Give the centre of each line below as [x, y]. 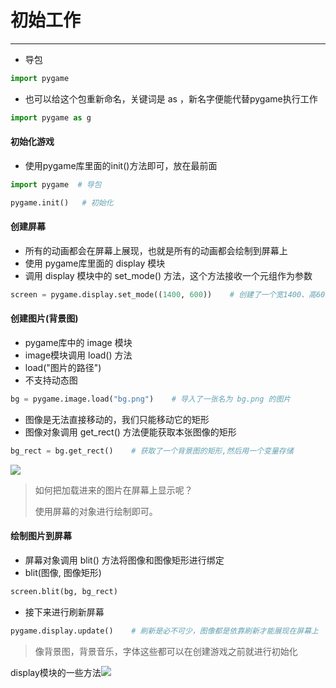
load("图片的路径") [63, 367]
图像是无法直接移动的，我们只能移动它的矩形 [117, 419]
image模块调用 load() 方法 [78, 355]
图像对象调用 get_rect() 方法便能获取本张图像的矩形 [130, 432]
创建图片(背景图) [44, 318]
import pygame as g [51, 117]
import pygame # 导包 [56, 184]
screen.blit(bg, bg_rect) [64, 591]
